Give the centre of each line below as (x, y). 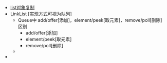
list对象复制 (22, 7)
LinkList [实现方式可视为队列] (41, 14)
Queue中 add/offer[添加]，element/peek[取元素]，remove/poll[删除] (90, 20)
